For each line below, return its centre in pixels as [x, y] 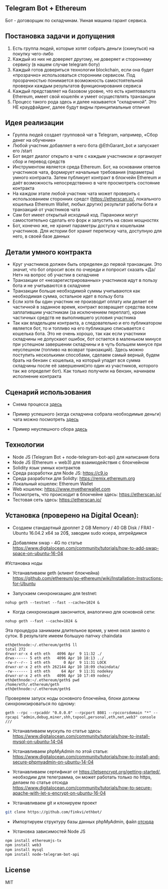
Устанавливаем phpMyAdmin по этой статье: [60, 751]
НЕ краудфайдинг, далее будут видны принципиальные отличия [81, 107]
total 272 [16, 649]
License [18, 870]
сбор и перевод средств [39, 162]
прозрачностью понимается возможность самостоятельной [77, 80]
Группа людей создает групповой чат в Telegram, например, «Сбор [85, 135]
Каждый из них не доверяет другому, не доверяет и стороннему [82, 59]
